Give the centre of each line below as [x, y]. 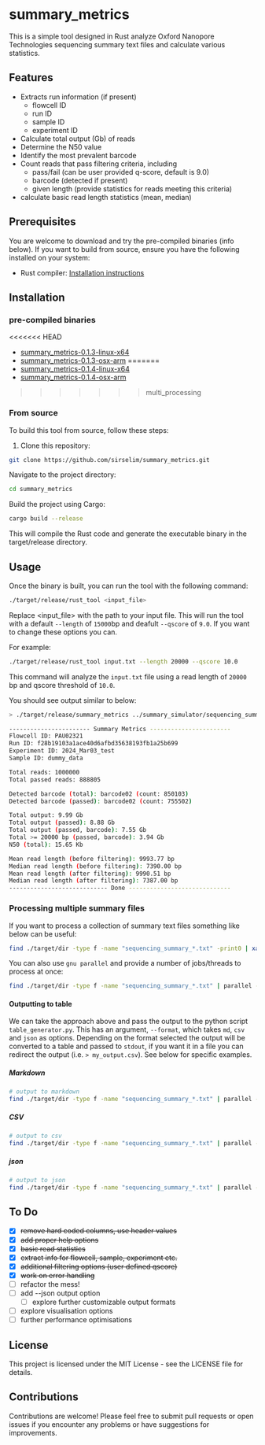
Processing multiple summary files [77, 908]
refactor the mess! [50, 1284]
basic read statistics [53, 1248]
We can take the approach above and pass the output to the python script [129, 1022]
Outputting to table [41, 1003]
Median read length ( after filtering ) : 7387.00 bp [94, 881]
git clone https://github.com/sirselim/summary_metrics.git [110, 460]
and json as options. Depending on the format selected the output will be [127, 1038]
